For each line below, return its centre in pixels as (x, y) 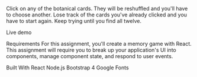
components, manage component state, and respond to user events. (90, 56)
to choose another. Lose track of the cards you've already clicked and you (97, 15)
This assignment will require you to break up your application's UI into (91, 50)
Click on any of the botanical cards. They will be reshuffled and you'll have (97, 9)
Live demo (19, 32)
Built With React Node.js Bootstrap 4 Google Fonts (67, 68)
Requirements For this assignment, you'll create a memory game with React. (99, 44)
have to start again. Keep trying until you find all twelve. (74, 21)
